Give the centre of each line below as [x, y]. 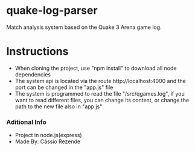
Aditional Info [27, 122]
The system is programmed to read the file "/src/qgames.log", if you [100, 93]
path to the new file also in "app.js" [59, 106]
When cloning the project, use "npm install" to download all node [96, 68]
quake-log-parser [52, 11]
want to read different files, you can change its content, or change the [102, 100]
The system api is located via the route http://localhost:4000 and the [100, 81]
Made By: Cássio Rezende [48, 141]
